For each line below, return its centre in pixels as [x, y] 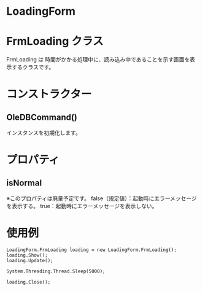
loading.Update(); [30, 261]
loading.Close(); [29, 282]
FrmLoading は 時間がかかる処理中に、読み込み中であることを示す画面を [98, 60]
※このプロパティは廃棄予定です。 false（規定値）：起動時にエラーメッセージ [102, 198]
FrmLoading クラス [55, 41]
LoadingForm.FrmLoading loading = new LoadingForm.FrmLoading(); [91, 250]
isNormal [24, 183]
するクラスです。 [33, 67]
